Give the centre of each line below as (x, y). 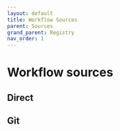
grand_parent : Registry (41, 32)
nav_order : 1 (26, 39)
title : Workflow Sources (42, 20)
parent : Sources (30, 26)
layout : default (30, 13)
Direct (20, 97)
